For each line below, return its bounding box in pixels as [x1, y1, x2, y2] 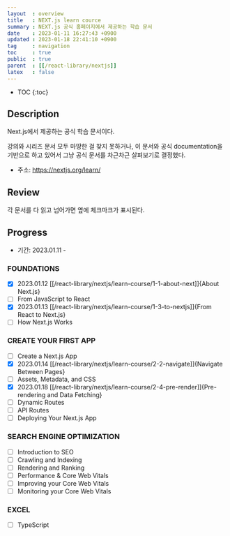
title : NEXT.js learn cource [7, 17, 101, 24]
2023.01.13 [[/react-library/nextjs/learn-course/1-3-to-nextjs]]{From [17, 303, 213, 311]
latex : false [7, 68, 54, 75]
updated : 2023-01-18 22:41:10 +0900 [7, 36, 117, 43]
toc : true [7, 50, 52, 57]
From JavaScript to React [17, 295, 91, 304]
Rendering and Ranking [17, 463, 85, 472]
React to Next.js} [17, 311, 66, 319]
